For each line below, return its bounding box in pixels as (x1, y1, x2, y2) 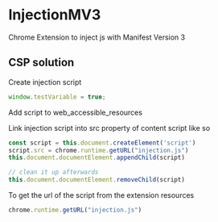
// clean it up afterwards (8, 168, 99, 177)
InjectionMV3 (8, 6, 101, 24)
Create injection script (8, 77, 82, 86)
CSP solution (8, 56, 75, 69)
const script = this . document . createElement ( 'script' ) (8, 139, 196, 147)
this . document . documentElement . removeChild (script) (8, 176, 185, 184)
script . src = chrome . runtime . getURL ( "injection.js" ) (8, 146, 189, 154)
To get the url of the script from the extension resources (8, 191, 195, 199)
